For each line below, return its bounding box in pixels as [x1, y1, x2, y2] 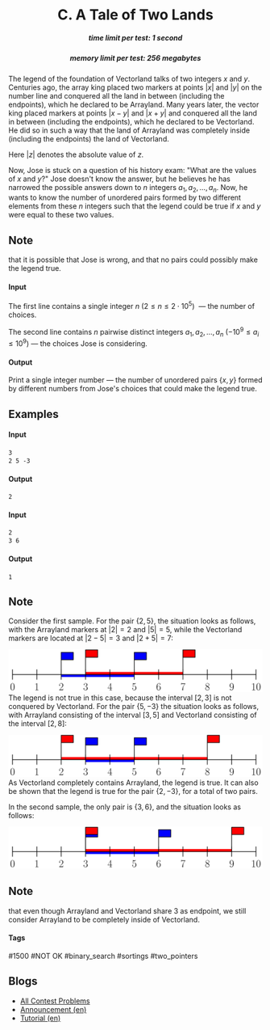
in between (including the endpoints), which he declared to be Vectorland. [8, 116, 255, 126]
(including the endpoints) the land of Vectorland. [8, 133, 169, 143]
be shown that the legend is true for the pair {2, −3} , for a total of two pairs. [8, 786, 258, 796]
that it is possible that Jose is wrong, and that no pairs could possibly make [8, 255, 258, 264]
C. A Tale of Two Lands [57, 6, 214, 24]
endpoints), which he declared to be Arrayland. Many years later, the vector [8, 99, 260, 109]
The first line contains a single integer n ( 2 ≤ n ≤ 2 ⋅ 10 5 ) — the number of [8, 300, 255, 310]
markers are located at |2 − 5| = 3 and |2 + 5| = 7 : [8, 633, 173, 644]
